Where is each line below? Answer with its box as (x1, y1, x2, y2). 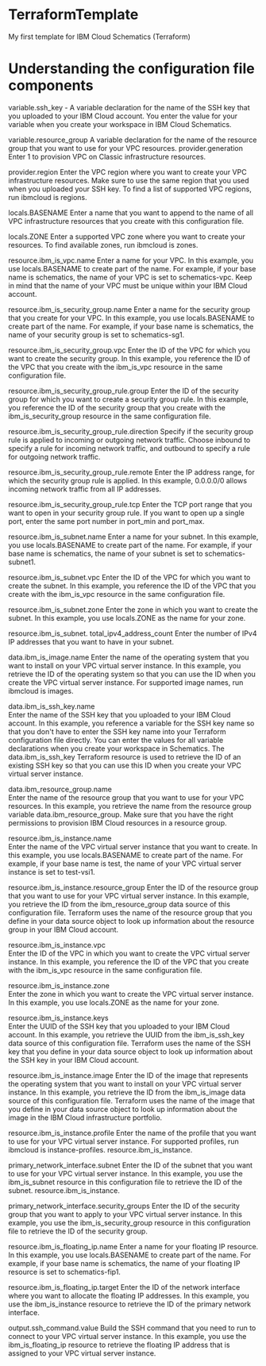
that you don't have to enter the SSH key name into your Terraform (8, 726, 226, 736)
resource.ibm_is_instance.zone (8, 980, 110, 990)
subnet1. (8, 557, 36, 567)
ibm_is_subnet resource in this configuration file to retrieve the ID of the (8, 1177, 243, 1187)
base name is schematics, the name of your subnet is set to (8, 548, 203, 558)
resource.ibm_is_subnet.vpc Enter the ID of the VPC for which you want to (8, 572, 251, 582)
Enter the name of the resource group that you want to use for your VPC (8, 792, 245, 802)
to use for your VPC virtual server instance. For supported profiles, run (8, 1137, 240, 1146)
